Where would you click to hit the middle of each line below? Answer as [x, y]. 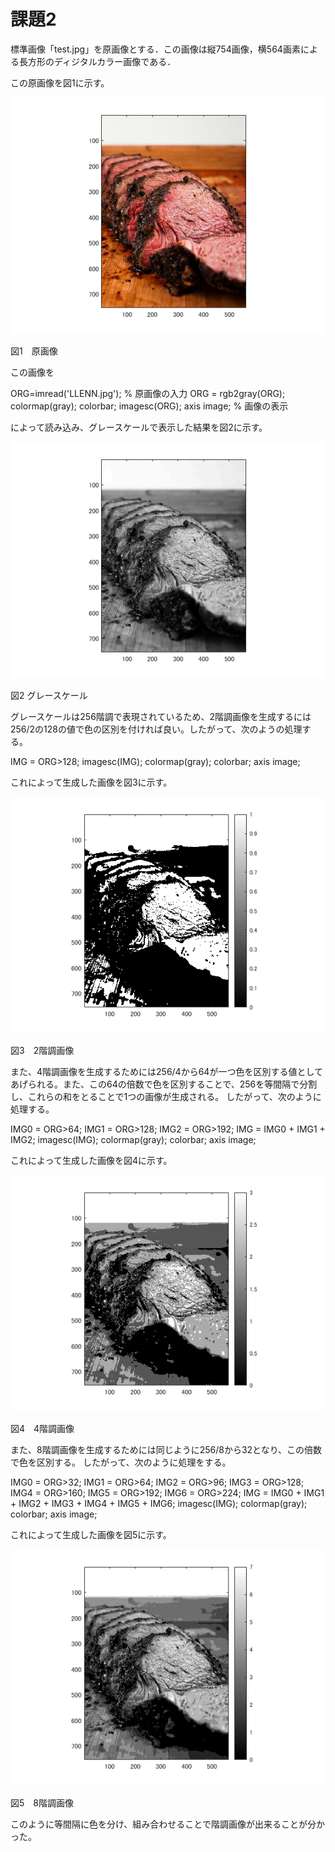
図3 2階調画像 [42, 1050]
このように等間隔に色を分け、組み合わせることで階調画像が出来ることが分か [167, 1824]
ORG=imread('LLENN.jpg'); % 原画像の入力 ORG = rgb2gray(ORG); [148, 393]
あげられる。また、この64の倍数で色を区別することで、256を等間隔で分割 [164, 1084]
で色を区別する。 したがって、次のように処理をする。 [121, 1462]
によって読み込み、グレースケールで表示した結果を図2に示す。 [139, 427]
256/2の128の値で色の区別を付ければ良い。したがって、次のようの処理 [156, 729]
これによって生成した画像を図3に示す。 [91, 782]
